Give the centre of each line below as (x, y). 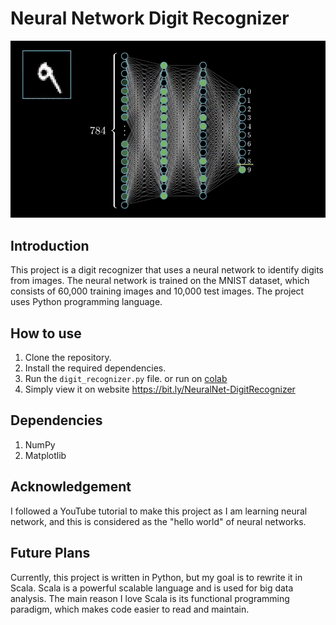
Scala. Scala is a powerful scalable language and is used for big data (152, 588)
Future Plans (50, 553)
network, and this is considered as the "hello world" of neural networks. (158, 521)
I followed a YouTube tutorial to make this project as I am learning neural (159, 511)
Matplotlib (45, 455)
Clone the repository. (68, 358)
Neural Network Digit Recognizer (150, 18)
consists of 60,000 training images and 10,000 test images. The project (157, 291)
